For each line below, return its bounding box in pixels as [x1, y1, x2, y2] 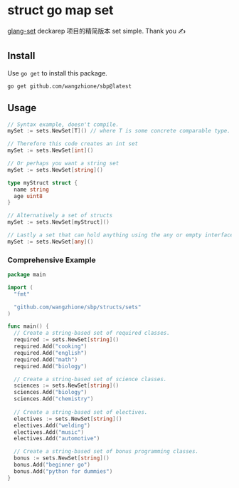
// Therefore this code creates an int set [7, 140, 139, 147]
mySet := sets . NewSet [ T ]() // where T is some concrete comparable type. [7, 128, 231, 135]
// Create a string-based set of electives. [14, 408, 148, 415]
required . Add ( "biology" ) [14, 363, 87, 370]
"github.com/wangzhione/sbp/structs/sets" [14, 303, 142, 311]
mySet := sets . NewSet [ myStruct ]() [7, 219, 110, 226]
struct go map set [7, 2, 114, 19]
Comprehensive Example [7, 255, 96, 265]
